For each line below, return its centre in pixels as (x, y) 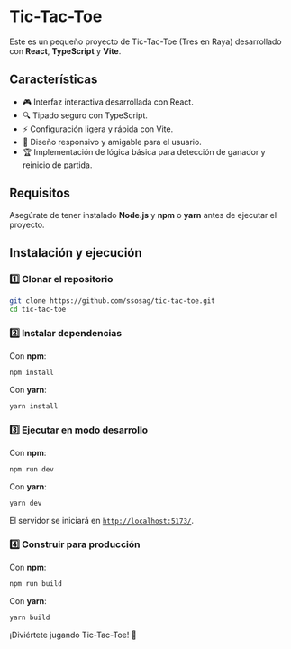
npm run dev (32, 470)
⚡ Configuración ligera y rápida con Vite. (98, 129)
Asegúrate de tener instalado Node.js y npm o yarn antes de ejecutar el (143, 215)
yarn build (30, 618)
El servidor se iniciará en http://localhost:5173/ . (101, 521)
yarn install (34, 407)
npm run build (36, 584)
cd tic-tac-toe (38, 310)
